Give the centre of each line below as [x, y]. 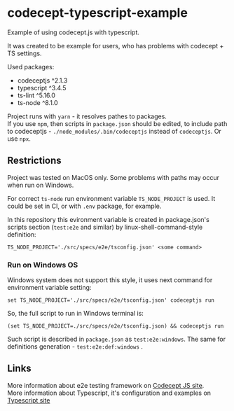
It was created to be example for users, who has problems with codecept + [116, 46]
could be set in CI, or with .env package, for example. [84, 206]
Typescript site [29, 400]
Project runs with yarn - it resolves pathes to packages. [87, 116]
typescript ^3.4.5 [42, 88]
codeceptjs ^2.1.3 [42, 80]
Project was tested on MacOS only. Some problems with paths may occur [113, 177]
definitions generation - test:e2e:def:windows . [75, 347]
